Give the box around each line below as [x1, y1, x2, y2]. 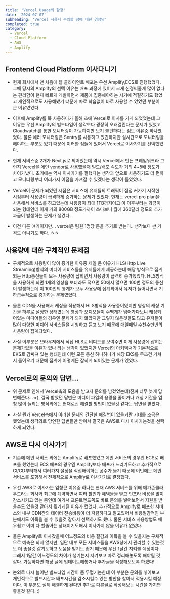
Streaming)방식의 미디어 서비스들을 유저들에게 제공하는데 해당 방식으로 [12, 266, 153, 273]
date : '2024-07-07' [5, 12, 47, 17]
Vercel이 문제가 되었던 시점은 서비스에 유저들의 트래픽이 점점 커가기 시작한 [12, 188, 160, 194]
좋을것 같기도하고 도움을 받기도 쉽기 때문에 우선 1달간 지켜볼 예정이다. [23, 545, 160, 551]
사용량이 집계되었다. [12, 328, 52, 334]
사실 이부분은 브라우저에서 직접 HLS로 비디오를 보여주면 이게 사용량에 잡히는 [12, 339, 163, 345]
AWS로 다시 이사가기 [5, 440, 67, 449]
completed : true [5, 21, 39, 27]
